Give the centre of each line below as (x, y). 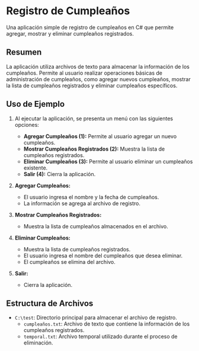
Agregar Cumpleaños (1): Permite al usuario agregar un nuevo (100, 136)
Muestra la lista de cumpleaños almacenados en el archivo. (96, 226)
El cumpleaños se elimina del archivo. (69, 261)
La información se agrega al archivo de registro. (82, 203)
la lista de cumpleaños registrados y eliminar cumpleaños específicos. (92, 85)
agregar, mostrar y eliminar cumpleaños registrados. (70, 33)
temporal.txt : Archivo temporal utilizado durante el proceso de (100, 337)
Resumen (24, 52)
